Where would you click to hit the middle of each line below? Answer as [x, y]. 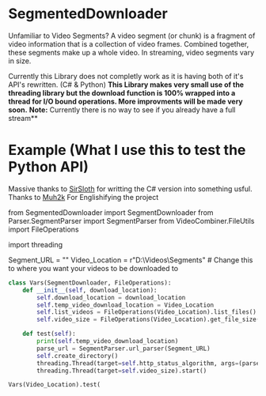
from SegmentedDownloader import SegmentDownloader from [111, 212]
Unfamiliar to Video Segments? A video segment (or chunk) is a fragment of [132, 36]
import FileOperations [44, 229]
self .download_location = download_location [111, 297]
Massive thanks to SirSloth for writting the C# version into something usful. [130, 189]
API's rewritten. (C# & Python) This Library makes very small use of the [126, 85]
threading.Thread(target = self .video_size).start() [122, 371]
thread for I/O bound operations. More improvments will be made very [125, 101]
